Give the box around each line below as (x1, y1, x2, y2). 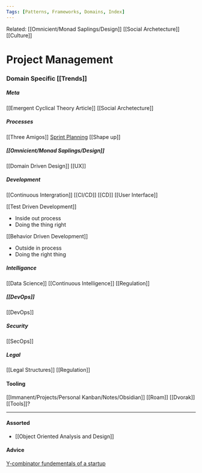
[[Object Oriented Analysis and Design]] (14, 433, 114, 440)
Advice (6, 447, 25, 454)
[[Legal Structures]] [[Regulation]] (6, 366, 90, 374)
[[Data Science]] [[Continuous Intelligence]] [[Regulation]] (6, 279, 150, 286)
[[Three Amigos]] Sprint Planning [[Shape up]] (6, 133, 121, 140)
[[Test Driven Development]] (6, 203, 77, 210)
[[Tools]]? (6, 400, 31, 407)
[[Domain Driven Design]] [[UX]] (6, 162, 86, 169)
